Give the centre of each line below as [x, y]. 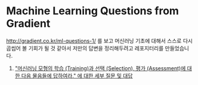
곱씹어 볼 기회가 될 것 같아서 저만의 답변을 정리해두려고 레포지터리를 [85, 48]
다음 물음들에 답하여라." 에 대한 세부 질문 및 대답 [77, 75]
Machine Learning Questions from [92, 11]
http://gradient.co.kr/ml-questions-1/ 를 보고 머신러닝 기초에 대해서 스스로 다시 [99, 40]
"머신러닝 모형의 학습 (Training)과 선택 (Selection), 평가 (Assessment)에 [100, 68]
